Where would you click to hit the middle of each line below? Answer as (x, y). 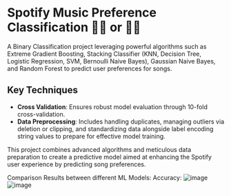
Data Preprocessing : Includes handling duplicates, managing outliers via (121, 121)
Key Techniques (42, 90)
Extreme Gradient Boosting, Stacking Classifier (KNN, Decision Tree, (104, 54)
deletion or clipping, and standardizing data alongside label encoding (115, 128)
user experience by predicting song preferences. (77, 164)
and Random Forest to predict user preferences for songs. (90, 68)
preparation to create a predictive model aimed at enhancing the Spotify (110, 157)
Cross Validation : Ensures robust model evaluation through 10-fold (112, 107)
